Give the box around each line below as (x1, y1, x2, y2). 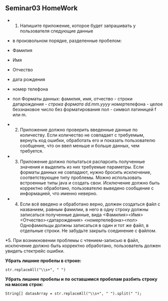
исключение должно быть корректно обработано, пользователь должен (5, 242, 161, 248)
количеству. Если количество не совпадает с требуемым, (19, 132, 144, 138)
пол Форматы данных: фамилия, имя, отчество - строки (12, 95, 132, 101)
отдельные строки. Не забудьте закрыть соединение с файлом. (19, 227, 156, 233)
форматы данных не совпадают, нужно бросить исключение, (19, 169, 151, 175)
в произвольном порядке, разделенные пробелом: (12, 37, 122, 43)
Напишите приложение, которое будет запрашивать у (19, 22, 136, 28)
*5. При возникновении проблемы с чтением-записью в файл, (5, 237, 139, 243)
